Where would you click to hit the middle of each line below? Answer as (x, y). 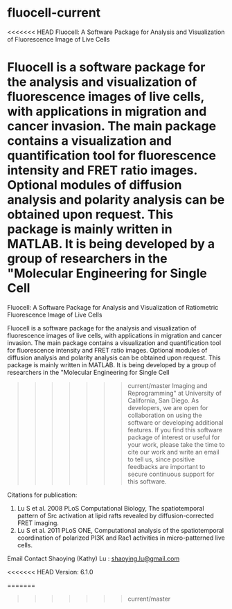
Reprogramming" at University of (175, 393)
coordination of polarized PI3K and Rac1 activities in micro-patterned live (121, 538)
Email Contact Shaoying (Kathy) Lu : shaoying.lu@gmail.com (93, 558)
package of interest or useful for (174, 437)
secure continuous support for (171, 474)
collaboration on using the (165, 415)
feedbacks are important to (167, 466)
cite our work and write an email (173, 452)
